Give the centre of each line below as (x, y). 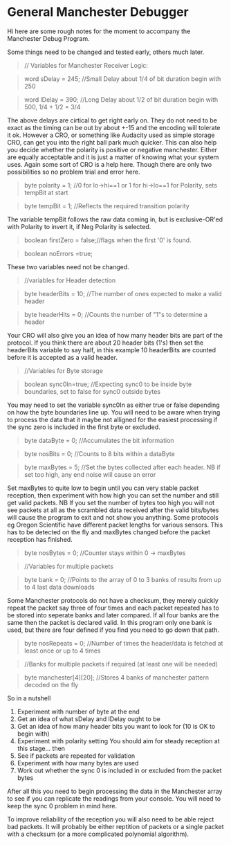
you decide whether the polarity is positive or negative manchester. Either (112, 149)
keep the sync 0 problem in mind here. (62, 806)
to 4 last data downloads (59, 587)
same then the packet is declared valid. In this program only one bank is (110, 622)
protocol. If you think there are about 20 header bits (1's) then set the (105, 343)
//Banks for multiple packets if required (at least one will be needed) (121, 664)
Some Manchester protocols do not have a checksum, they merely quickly (113, 600)
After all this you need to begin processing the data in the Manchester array (115, 791)
